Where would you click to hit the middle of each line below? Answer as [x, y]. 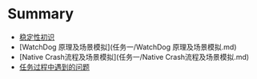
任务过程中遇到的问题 [54, 67]
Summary [40, 14]
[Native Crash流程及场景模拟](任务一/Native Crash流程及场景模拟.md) [134, 57]
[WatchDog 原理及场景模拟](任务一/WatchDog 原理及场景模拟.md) [128, 47]
